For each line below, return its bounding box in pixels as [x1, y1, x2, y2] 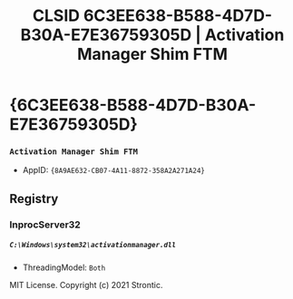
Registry [9, 191, 59, 207]
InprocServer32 [9, 218, 82, 231]
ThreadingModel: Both [22, 262, 106, 273]
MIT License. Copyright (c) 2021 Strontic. [9, 279, 163, 290]
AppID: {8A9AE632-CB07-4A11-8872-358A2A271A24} [22, 165, 206, 176]
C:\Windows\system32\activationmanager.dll [9, 241, 177, 250]
